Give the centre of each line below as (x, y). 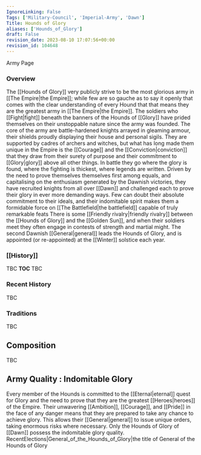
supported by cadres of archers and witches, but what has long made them (100, 144)
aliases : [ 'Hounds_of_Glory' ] (44, 29)
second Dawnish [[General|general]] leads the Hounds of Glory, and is (94, 233)
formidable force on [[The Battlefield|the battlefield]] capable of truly (92, 208)
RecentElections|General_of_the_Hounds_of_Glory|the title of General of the (101, 439)
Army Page (20, 63)
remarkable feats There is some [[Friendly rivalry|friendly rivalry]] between (100, 214)
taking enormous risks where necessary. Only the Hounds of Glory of (93, 426)
